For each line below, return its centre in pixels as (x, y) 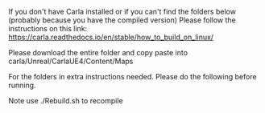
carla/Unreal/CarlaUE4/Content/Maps (71, 61)
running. (22, 85)
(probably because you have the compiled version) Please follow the (122, 20)
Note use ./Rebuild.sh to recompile (66, 101)
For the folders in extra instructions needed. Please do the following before (132, 77)
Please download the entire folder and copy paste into (98, 52)
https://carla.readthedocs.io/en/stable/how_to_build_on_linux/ (111, 37)
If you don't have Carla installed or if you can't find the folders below (122, 12)
